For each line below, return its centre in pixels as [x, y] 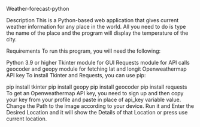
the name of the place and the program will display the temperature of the [97, 33]
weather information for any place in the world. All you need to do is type [96, 27]
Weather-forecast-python [38, 9]
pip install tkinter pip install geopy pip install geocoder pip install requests [97, 87]
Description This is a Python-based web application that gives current [93, 20]
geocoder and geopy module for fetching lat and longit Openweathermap [96, 69]
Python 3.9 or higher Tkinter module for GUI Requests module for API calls [98, 63]
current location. [27, 119]
